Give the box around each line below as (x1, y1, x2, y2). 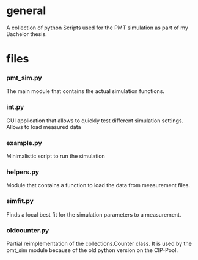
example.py (6, 138, 43, 147)
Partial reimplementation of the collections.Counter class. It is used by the (6, 240, 193, 247)
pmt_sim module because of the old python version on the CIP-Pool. (6, 246, 178, 254)
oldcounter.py (6, 226, 50, 234)
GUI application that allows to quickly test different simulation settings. (6, 117, 184, 124)
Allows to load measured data (6, 123, 81, 130)
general (6, 4, 46, 18)
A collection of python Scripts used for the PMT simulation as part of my (6, 24, 188, 31)
